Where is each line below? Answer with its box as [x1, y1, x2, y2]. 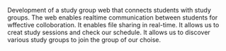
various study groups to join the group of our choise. [7, 36, 162, 44]
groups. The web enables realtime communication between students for [7, 13, 218, 22]
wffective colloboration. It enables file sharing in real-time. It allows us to [7, 21, 220, 29]
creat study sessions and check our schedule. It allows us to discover [7, 28, 210, 36]
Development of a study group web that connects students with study [7, 6, 211, 14]
